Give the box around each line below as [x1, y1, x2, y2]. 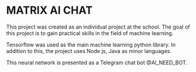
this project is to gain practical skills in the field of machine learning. [6, 29, 174, 36]
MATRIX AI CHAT [6, 4, 93, 17]
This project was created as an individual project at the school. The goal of [6, 23, 190, 30]
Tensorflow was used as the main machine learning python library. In [6, 41, 176, 48]
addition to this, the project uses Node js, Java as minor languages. [6, 47, 172, 54]
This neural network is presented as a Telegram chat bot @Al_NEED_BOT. [6, 59, 188, 66]
